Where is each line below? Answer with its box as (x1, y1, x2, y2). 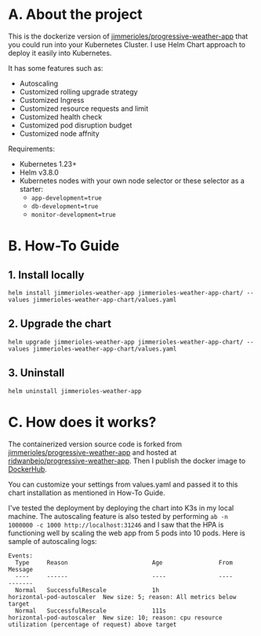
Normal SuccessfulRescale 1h (15, 586, 159, 594)
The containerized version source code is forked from (8, 439, 183, 449)
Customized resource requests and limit (19, 104, 149, 113)
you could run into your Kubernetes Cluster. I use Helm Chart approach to (8, 39, 245, 49)
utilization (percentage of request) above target (8, 620, 177, 628)
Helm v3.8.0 (19, 167, 59, 177)
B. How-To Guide (8, 237, 120, 255)
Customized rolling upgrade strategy (19, 86, 139, 96)
